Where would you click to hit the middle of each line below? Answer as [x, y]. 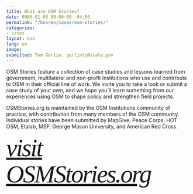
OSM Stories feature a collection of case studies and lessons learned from [96, 71]
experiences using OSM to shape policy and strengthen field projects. [90, 96]
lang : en [17, 44]
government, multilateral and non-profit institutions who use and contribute [96, 78]
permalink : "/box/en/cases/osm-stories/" [57, 22]
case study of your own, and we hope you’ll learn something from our [90, 90]
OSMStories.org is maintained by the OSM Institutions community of [88, 108]
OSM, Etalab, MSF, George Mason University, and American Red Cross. [92, 126]
